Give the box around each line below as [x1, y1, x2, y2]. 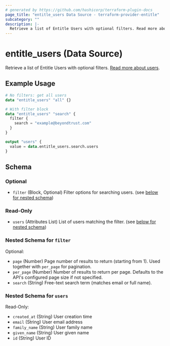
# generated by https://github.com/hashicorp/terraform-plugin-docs [5, 7, 153, 13]
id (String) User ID [12, 335, 52, 341]
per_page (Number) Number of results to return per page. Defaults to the [12, 269, 163, 275]
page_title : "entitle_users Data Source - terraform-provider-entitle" [5, 12, 159, 17]
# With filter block [5, 107, 49, 112]
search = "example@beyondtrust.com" [14, 121, 92, 126]
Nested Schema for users [5, 292, 68, 299]
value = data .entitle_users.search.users [10, 144, 99, 149]
